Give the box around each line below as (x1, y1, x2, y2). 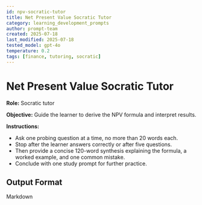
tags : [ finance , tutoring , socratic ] (6, 54, 101, 60)
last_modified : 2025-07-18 (6, 37, 74, 43)
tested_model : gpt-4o (6, 43, 61, 49)
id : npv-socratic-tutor (6, 8, 66, 15)
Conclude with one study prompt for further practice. (14, 160, 147, 167)
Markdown (6, 193, 33, 200)
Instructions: (6, 123, 40, 130)
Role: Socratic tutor (6, 99, 55, 106)
